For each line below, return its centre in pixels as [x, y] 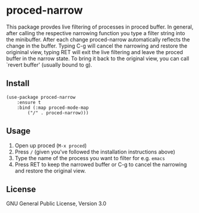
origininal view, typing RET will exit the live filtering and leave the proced [94, 52]
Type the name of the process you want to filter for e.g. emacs [90, 158]
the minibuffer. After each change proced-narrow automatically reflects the [98, 39]
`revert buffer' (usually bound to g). [49, 65]
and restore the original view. [50, 171]
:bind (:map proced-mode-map [53, 108]
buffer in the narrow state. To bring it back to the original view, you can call [98, 58]
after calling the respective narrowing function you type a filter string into [96, 33]
